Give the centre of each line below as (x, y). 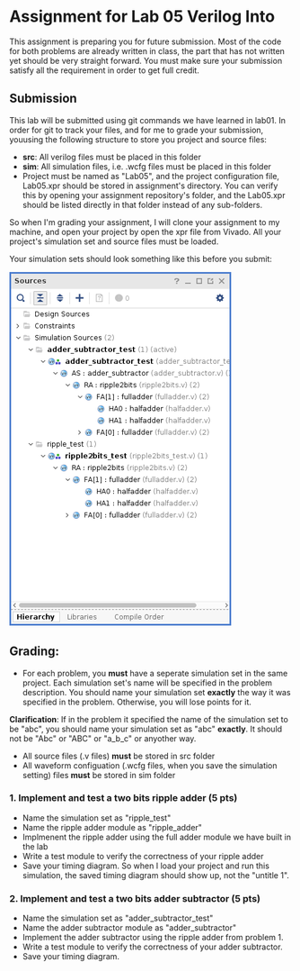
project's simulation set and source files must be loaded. (114, 241)
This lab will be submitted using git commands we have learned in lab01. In (147, 120)
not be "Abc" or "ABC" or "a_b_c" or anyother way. (103, 738)
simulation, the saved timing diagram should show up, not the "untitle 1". (156, 875)
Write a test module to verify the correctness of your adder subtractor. (152, 947)
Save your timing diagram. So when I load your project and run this (146, 866)
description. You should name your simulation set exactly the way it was (156, 692)
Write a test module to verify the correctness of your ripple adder (143, 856)
